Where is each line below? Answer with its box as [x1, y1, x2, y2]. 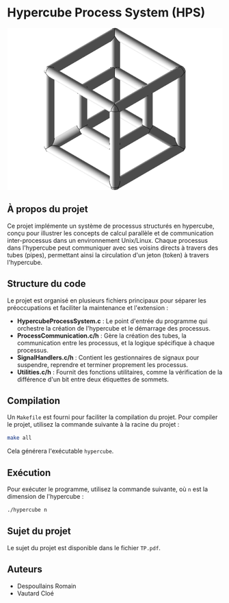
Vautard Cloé [16, 589, 55, 598]
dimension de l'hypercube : [7, 493, 84, 501]
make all [7, 434, 32, 442]
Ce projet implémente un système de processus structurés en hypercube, [7, 222, 215, 230]
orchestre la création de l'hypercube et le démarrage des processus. [16, 324, 211, 332]
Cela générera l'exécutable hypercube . [7, 447, 114, 456]
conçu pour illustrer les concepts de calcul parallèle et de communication [7, 228, 214, 237]
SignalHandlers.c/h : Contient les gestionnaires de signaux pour [16, 353, 200, 362]
